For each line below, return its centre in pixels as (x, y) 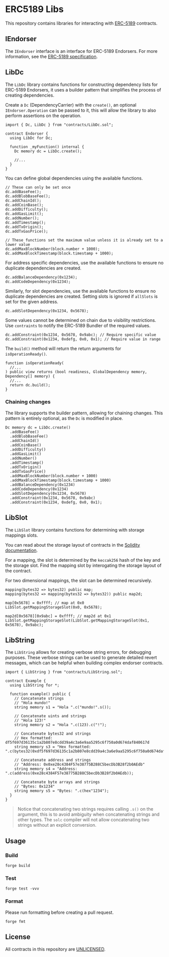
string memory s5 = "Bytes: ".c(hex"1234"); (62, 791)
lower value (18, 244)
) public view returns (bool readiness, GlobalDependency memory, (76, 372)
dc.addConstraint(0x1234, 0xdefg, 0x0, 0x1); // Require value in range (83, 339)
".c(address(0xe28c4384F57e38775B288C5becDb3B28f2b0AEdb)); (70, 773)
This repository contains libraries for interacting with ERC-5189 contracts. (81, 23)
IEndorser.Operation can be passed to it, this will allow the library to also (81, 110)
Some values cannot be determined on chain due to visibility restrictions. (81, 320)
